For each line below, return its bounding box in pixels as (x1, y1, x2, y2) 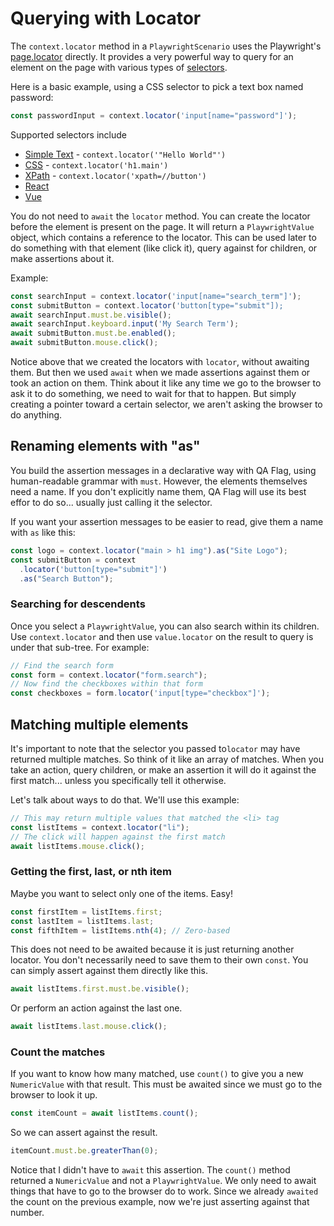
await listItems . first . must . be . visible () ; (10, 984, 190, 994)
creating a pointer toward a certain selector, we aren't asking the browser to (10, 398, 323, 411)
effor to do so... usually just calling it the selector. (10, 496, 213, 508)
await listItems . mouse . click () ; (10, 841, 145, 851)
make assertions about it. (10, 252, 115, 264)
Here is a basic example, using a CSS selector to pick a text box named (10, 80, 304, 92)
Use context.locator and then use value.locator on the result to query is (10, 630, 314, 642)
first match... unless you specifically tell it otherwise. (10, 774, 227, 786)
